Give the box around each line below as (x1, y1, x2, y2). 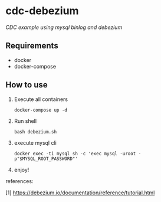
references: (5, 177, 34, 184)
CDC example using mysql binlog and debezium (5, 24, 123, 31)
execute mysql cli (14, 139, 57, 146)
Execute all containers (14, 96, 68, 103)
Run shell (14, 117, 37, 125)
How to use (5, 80, 48, 90)
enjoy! (14, 166, 29, 173)
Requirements (5, 41, 58, 51)
